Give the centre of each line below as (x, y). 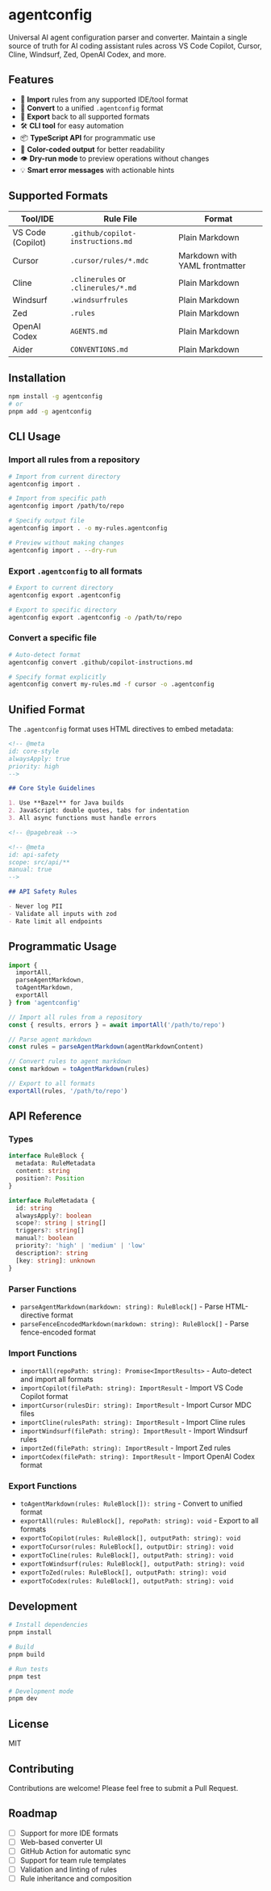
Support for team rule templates (73, 1860)
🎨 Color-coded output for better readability (92, 149)
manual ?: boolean (45, 1238)
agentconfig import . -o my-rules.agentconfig (88, 528)
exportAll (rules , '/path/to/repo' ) (68, 1091)
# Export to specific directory (63, 610)
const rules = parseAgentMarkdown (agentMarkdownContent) (106, 1047)
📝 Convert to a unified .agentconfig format (92, 107)
